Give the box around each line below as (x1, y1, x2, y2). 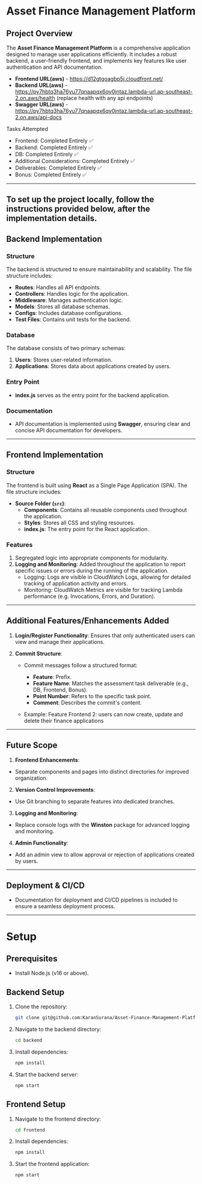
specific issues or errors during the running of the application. (14, 567, 169, 574)
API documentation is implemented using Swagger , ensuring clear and (14, 420, 191, 427)
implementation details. (6, 213, 97, 224)
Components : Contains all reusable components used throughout (23, 506, 188, 514)
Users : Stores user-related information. (14, 356, 112, 363)
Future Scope (6, 740, 58, 751)
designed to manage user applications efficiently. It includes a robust (6, 51, 177, 58)
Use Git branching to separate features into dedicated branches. (14, 798, 175, 805)
